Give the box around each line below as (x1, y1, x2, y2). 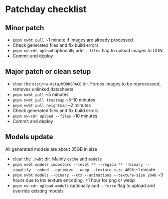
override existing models (12, 187, 64, 194)
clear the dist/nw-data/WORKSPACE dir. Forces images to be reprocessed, (12, 80, 161, 86)
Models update (5, 133, 54, 141)
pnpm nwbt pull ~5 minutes (12, 91, 69, 97)
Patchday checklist (5, 4, 87, 15)
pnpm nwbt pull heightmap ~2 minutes (12, 102, 91, 108)
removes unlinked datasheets (12, 86, 74, 92)
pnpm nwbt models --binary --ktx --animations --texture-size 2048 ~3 (12, 172, 163, 178)
